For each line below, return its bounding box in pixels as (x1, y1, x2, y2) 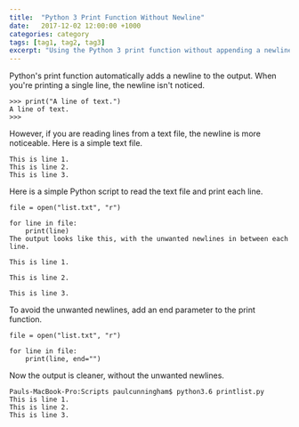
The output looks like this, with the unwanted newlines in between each (9, 235, 289, 244)
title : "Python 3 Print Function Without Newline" (9, 12, 205, 22)
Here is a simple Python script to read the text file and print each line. (9, 186, 263, 197)
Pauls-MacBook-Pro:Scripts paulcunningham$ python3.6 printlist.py (9, 388, 265, 397)
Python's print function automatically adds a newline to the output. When (9, 70, 278, 81)
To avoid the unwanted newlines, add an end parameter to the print (9, 304, 256, 316)
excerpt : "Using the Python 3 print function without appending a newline (9, 46, 293, 55)
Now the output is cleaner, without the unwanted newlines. (9, 370, 225, 381)
